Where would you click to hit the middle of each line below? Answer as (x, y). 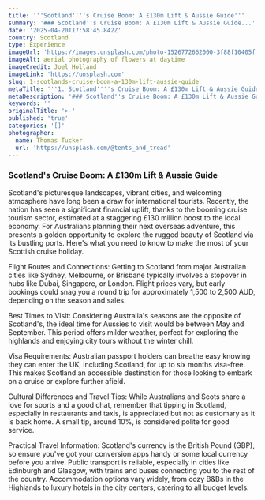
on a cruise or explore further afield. (67, 381)
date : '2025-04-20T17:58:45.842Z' (65, 30)
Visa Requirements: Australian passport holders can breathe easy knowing (129, 355)
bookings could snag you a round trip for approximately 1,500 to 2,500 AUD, (132, 291)
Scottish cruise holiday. (46, 251)
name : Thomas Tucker (49, 140)
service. (21, 430)
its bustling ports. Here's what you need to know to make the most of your (129, 242)
